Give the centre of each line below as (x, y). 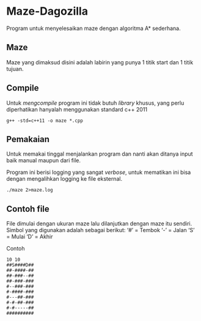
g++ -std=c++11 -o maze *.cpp (45, 121)
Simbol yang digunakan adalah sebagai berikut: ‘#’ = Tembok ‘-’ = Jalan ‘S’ (100, 230)
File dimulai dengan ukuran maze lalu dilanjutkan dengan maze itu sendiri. (99, 224)
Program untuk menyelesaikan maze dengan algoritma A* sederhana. (94, 28)
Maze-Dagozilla (47, 11)
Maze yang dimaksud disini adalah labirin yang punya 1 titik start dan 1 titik (100, 62)
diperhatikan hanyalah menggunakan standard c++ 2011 (77, 109)
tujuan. (15, 69)
